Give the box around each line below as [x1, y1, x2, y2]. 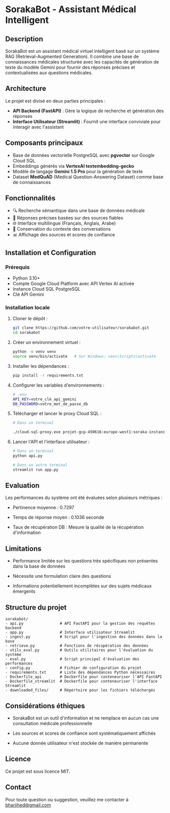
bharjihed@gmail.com [5, 802, 51, 808]
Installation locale [5, 304, 50, 311]
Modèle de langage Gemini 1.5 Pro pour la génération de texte [12, 168, 143, 174]
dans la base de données [12, 563, 65, 570]
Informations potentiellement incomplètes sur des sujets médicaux [12, 583, 152, 589]
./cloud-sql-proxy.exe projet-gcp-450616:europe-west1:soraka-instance [12, 429, 167, 435]
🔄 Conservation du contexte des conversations [12, 226, 111, 232]
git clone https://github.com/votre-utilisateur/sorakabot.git [12, 325, 150, 331]
